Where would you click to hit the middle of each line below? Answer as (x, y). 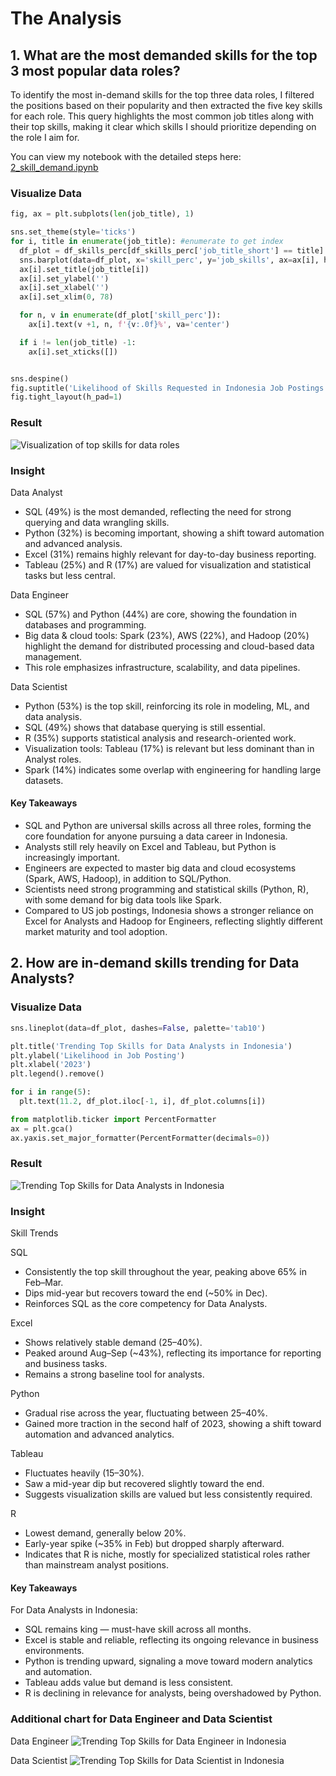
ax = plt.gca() (42, 1128)
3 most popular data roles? (95, 70)
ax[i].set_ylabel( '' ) (64, 278)
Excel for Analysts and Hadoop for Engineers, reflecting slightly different (173, 921)
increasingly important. (72, 858)
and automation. (58, 1672)
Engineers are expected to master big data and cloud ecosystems (160, 868)
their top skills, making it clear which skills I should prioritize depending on (163, 126)
